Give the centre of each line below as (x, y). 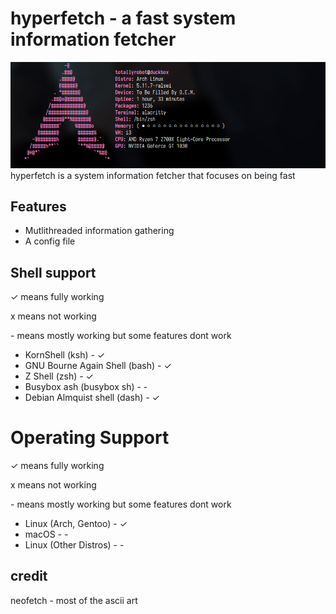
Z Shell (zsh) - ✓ (59, 376)
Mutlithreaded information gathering (99, 231)
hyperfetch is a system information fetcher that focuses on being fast (153, 175)
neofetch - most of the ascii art (74, 600)
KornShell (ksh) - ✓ (65, 355)
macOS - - (46, 534)
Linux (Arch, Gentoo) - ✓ (76, 524)
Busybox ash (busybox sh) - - (86, 387)
